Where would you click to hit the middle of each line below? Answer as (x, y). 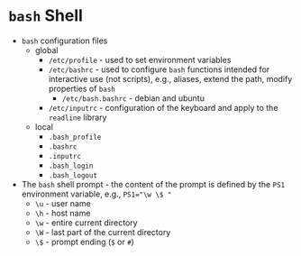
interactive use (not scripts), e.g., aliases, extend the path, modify (170, 78)
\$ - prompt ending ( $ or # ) (84, 242)
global (46, 50)
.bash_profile (75, 137)
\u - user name (63, 203)
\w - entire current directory (86, 223)
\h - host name (63, 213)
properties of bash (82, 88)
